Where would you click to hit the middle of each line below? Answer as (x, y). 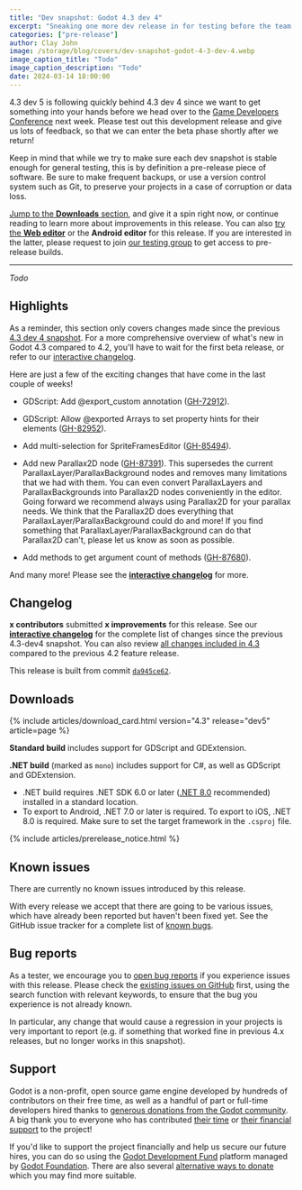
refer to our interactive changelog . (73, 356)
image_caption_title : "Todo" (64, 59)
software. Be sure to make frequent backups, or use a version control (138, 177)
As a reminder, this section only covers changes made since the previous (145, 328)
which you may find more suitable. (73, 1175)
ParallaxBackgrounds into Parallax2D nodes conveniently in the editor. (152, 491)
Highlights (39, 306)
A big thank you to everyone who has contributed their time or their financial (151, 1120)
